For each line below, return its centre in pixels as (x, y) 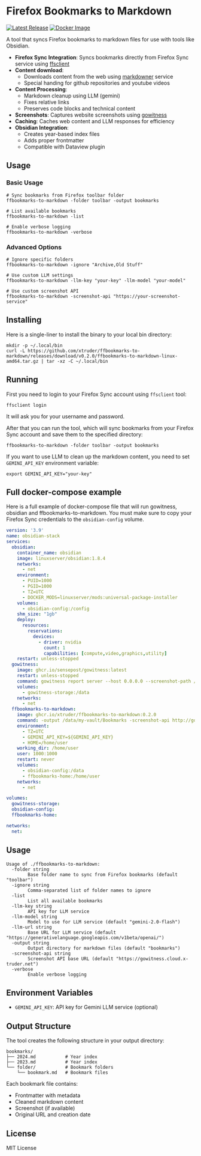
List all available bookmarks (65, 901)
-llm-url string (32, 927)
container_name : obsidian (49, 553)
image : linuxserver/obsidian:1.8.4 (61, 558)
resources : (36, 625)
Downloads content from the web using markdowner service (98, 76)
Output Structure (39, 1026)
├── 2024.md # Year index (52, 1057)
